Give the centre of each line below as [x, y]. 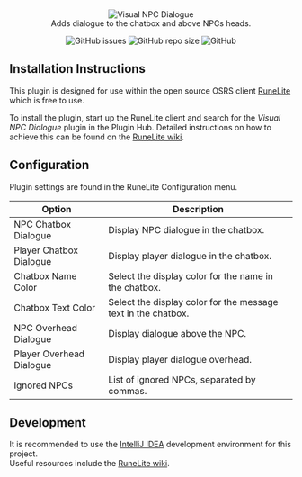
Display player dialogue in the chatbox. [190, 256]
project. [24, 454]
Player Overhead [49, 354]
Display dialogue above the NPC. [178, 333]
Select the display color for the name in [191, 275]
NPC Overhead [46, 328]
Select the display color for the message [193, 301]
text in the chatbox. [149, 313]
